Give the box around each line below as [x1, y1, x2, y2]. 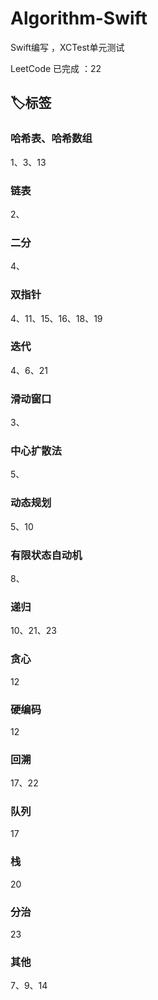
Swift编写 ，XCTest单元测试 [10, 41, 125, 53]
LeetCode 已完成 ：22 [10, 62, 102, 74]
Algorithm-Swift [10, 7, 148, 30]
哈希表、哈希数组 [10, 132, 93, 146]
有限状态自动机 [10, 548, 83, 562]
